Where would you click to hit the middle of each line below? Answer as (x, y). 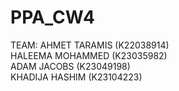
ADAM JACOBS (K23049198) (70, 66)
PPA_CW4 (52, 17)
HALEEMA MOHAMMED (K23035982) (89, 55)
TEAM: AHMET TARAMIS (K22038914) (90, 45)
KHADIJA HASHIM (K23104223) (76, 77)
